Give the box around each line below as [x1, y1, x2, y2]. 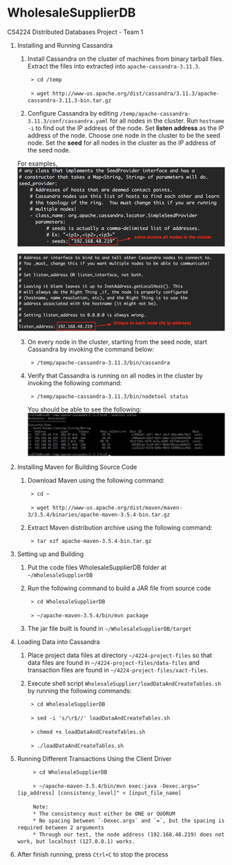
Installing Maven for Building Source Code [17, 463, 137, 472]
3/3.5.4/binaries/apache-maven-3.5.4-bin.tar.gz [27, 511, 171, 519]
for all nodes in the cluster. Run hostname [109, 116, 224, 125]
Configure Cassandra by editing [27, 109, 119, 117]
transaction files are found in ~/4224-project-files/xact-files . [27, 666, 209, 675]
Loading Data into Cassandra [17, 638, 100, 646]
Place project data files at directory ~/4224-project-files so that [27, 651, 213, 659]
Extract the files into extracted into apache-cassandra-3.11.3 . [27, 62, 200, 70]
